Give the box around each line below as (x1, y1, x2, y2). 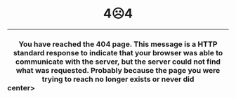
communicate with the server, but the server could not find (15, 57, 221, 66)
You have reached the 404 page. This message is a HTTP (18, 39, 218, 49)
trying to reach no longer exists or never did (41, 74, 195, 84)
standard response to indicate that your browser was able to (13, 48, 223, 57)
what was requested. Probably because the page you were (15, 65, 221, 75)
